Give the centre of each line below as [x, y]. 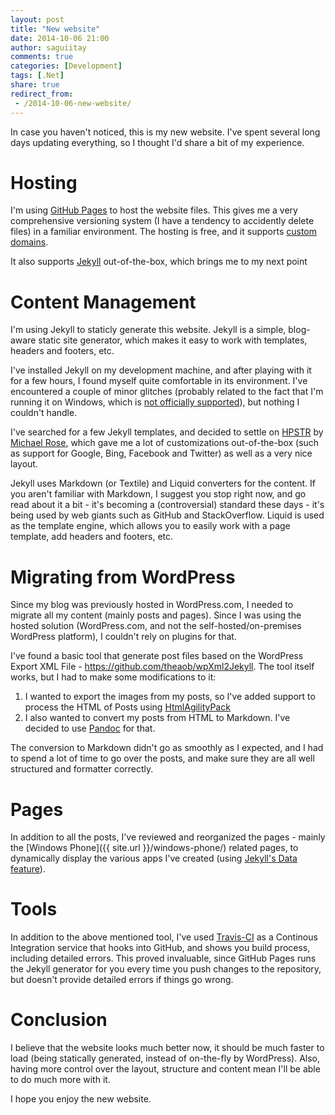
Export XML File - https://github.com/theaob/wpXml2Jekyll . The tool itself [162, 667]
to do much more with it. [60, 1080]
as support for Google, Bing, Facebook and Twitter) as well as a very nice [161, 453]
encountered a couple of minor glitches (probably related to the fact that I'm [167, 392]
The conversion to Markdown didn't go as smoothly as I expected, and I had [167, 748]
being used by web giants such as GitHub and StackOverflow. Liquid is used [167, 515]
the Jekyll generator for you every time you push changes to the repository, [166, 969]
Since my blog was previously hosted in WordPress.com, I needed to [152, 605]
